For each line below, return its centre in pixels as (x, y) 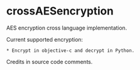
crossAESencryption (60, 11)
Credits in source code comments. (50, 62)
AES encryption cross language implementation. (67, 28)
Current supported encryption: (45, 39)
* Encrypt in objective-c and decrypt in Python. (71, 50)
